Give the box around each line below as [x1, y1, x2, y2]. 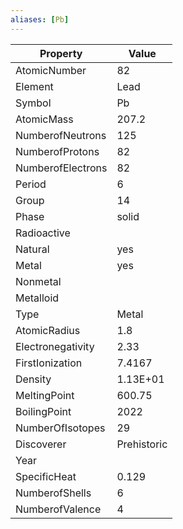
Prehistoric [116, 437, 168, 451]
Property [39, 46, 83, 60]
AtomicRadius [15, 323, 81, 337]
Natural [15, 242, 50, 256]
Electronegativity [15, 339, 95, 353]
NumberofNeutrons [15, 128, 107, 142]
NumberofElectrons [15, 161, 108, 175]
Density [15, 372, 52, 386]
